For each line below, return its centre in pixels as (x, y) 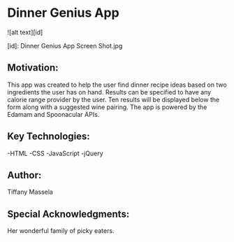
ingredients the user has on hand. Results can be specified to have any (109, 92)
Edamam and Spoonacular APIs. (53, 114)
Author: (24, 175)
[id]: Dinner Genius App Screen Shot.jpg (65, 45)
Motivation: (33, 68)
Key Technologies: (49, 137)
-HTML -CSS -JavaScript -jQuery (55, 153)
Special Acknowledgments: (68, 214)
